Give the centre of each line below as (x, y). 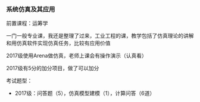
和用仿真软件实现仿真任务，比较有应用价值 (58, 43)
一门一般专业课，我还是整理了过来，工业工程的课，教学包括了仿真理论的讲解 (100, 36)
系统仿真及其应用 (31, 9)
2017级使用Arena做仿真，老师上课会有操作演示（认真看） (76, 56)
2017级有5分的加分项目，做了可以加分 (53, 68)
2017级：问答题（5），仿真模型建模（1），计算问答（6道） (85, 93)
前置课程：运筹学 (27, 23)
